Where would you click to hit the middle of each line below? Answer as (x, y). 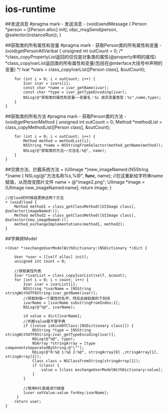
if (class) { (46, 365)
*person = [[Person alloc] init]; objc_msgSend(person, (61, 29)
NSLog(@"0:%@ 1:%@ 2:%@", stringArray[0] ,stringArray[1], (95, 352)
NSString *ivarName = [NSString (57, 288)
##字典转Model (21, 238)
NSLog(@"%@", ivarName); (49, 307)
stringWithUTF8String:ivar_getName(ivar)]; (52, 293)
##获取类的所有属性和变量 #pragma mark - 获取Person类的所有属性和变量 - (83, 45)
